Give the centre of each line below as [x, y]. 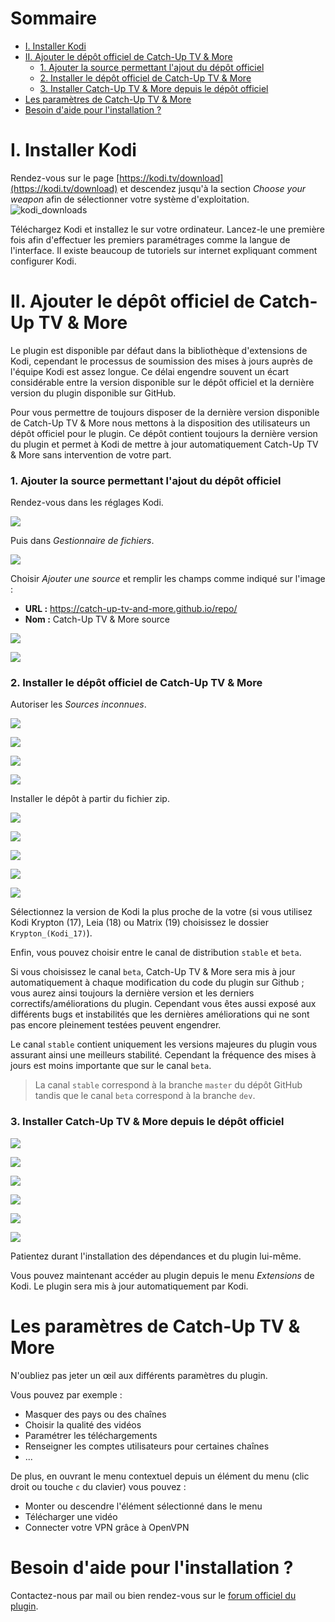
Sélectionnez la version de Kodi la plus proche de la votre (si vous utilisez [161, 912]
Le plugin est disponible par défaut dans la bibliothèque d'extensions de [159, 350]
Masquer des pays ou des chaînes [95, 1414]
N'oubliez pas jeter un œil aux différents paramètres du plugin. [139, 1375]
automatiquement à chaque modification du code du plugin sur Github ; [157, 983]
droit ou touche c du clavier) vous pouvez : [98, 1486]
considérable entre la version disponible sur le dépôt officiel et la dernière [162, 382]
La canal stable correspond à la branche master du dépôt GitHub [168, 1085]
